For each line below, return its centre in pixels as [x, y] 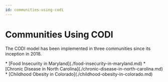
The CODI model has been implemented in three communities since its [78, 48]
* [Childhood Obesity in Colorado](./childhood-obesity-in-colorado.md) [79, 74]
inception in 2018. [24, 53]
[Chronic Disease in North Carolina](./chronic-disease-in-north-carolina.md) [84, 68]
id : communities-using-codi [35, 10]
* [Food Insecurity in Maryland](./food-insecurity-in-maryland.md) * [75, 63]
